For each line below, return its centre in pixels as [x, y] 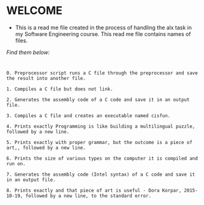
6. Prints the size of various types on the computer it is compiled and [102, 159]
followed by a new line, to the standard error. [88, 196]
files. [21, 40]
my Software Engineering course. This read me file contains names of [103, 34]
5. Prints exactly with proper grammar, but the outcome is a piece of [99, 143]
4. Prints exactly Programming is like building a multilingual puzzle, [101, 127]
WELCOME [35, 11]
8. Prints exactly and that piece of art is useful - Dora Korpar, [94, 191]
